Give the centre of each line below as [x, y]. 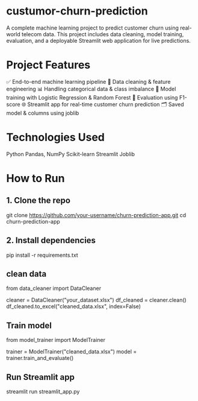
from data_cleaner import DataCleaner [54, 288]
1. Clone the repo [39, 200]
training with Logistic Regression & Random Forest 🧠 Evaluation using [92, 97]
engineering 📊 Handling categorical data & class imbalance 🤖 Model [91, 89]
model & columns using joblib [43, 113]
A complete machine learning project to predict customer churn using [92, 28]
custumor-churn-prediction [77, 11]
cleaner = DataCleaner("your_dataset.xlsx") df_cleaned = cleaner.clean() [96, 300]
